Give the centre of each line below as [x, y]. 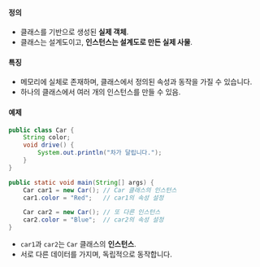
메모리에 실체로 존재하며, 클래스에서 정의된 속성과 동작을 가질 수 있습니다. [136, 82]
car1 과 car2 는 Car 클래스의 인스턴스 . [78, 244]
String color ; [47, 138]
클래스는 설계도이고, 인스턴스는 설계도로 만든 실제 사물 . [106, 42]
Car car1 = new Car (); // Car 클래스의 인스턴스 [100, 190]
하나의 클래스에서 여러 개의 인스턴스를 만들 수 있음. [100, 92]
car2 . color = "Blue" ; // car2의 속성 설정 [93, 220]
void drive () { [49, 145]
